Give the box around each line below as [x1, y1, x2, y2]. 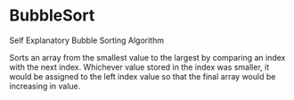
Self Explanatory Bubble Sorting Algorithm [9, 35, 165, 46]
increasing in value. [9, 80, 81, 91]
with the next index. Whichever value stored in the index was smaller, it [9, 62, 270, 72]
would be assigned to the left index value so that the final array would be [9, 71, 276, 81]
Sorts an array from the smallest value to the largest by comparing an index [9, 52, 286, 62]
